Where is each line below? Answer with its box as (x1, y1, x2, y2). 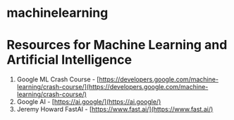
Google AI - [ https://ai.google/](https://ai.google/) (16, 98, 161, 106)
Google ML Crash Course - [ (16, 75, 99, 84)
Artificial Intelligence (6, 52, 132, 68)
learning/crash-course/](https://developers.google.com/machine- (16, 83, 209, 91)
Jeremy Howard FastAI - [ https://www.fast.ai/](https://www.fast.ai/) (16, 105, 214, 114)
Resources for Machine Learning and (6, 37, 228, 53)
